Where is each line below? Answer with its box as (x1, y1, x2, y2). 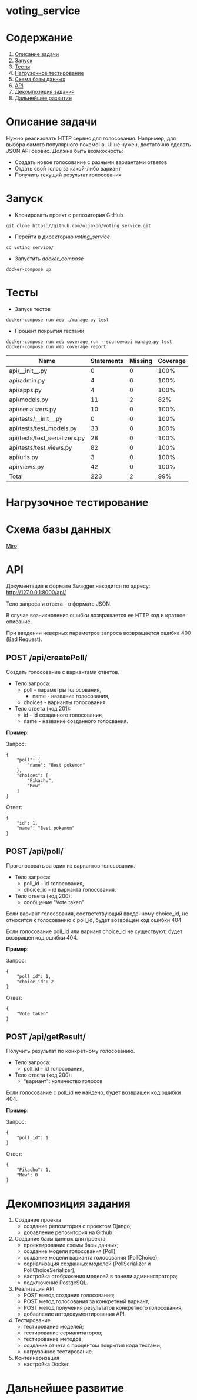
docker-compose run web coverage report (6, 344, 107, 349)
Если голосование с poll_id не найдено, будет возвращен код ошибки (6, 1089, 181, 1096)
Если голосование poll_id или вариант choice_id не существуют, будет (6, 928, 183, 935)
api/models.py (9, 395, 49, 404)
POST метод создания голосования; (23, 1291, 115, 1299)
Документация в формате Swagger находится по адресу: (6, 583, 151, 590)
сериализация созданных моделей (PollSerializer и (23, 1260, 151, 1267)
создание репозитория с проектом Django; (23, 1223, 132, 1230)
